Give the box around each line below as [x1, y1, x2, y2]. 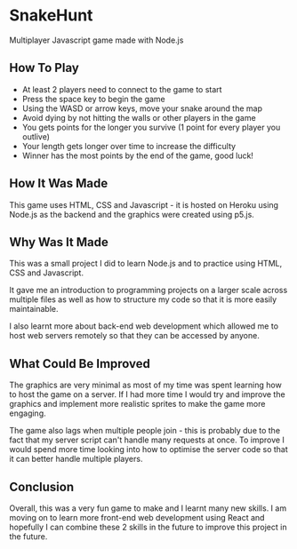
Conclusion [9, 479, 75, 494]
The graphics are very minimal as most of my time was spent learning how [9, 379, 282, 391]
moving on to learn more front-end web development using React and [9, 513, 265, 522]
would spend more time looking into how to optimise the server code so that [9, 444, 289, 455]
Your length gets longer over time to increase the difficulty [21, 140, 237, 151]
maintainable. [9, 304, 59, 314]
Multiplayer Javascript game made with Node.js [9, 35, 184, 45]
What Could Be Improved [9, 356, 151, 371]
